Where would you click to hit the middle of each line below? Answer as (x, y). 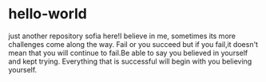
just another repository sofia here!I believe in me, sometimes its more (122, 36)
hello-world (48, 14)
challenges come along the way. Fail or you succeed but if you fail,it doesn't (133, 44)
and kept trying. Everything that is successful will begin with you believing (130, 61)
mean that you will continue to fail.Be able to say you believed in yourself (128, 53)
